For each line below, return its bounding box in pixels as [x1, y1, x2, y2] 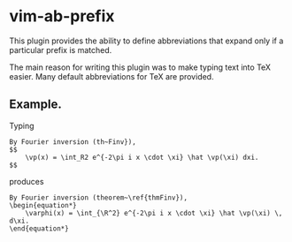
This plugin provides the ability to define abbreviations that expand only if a [9, 35, 284, 46]
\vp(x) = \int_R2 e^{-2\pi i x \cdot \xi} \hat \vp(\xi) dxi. [25, 153, 259, 162]
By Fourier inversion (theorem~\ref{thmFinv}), [9, 193, 188, 202]
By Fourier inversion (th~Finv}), [9, 137, 137, 147]
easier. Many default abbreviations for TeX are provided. [9, 71, 214, 81]
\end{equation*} [9, 223, 69, 233]
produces [9, 176, 44, 186]
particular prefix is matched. [9, 44, 112, 55]
